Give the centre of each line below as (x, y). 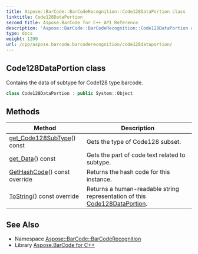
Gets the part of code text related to (136, 155)
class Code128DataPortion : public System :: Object (70, 93)
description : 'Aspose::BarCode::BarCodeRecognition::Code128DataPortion (97, 28)
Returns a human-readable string (133, 189)
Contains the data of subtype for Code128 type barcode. (75, 83)
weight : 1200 (22, 39)
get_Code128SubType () (42, 138)
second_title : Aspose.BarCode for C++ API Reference (72, 22)
